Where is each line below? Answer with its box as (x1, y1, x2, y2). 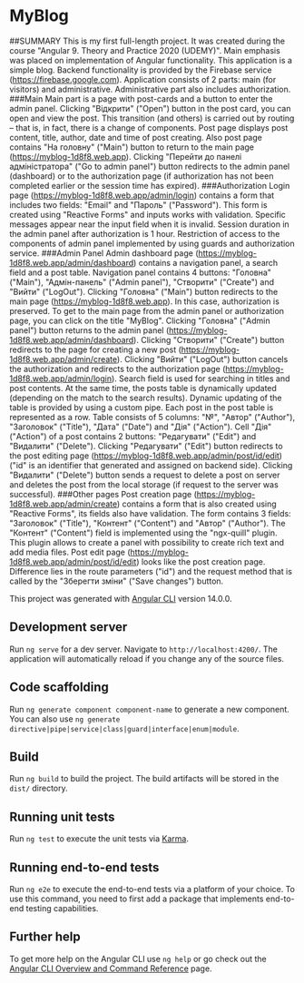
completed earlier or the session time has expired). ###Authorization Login (9, 180, 290, 191)
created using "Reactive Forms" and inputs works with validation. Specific (9, 209, 286, 220)
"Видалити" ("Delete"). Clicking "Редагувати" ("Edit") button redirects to (9, 440, 283, 451)
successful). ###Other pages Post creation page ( (9, 488, 198, 499)
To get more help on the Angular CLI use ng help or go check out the (9, 953, 267, 964)
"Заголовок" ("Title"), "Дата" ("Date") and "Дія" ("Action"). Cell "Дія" (9, 421, 272, 432)
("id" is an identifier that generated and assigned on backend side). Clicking (9, 459, 293, 470)
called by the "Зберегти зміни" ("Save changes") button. (9, 575, 224, 586)
